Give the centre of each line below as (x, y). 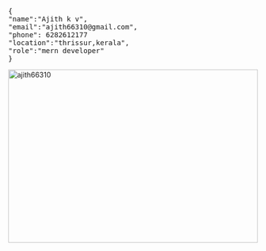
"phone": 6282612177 (48, 35)
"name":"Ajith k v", (48, 19)
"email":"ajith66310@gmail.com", (73, 27)
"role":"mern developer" (56, 51)
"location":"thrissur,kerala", (69, 43)
